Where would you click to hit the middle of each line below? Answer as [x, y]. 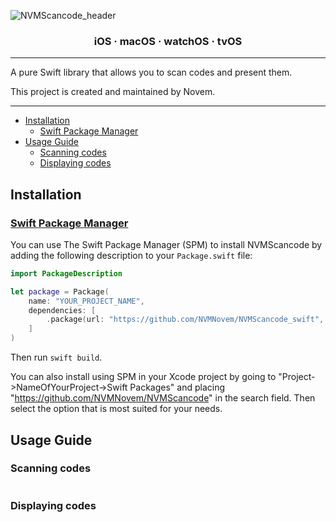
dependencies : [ [62, 310]
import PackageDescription [66, 273]
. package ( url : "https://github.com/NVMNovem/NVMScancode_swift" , [185, 320]
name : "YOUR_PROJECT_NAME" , [86, 301]
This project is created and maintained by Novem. [113, 92]
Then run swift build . [56, 357]
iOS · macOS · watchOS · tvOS [168, 41]
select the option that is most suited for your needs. [116, 409]
